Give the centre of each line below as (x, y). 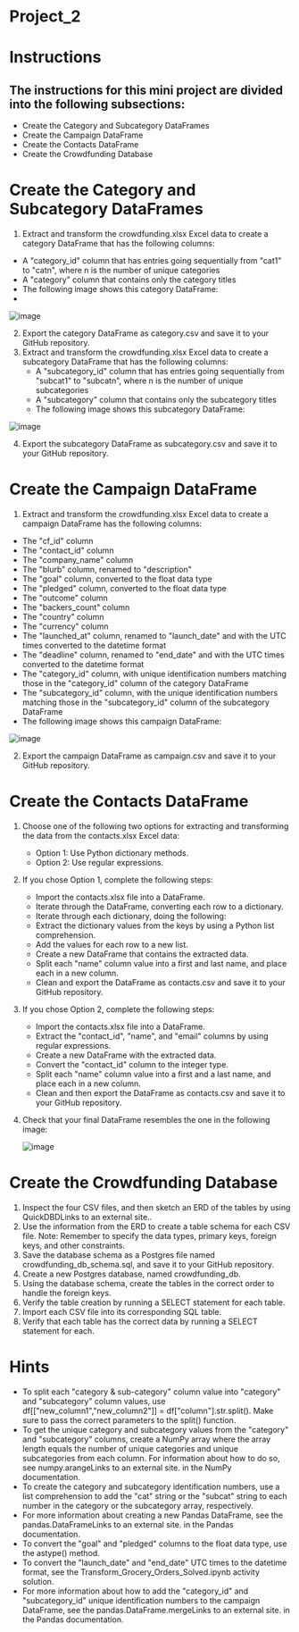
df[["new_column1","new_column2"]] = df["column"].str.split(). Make (148, 1410)
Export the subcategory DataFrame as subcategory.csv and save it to (149, 444)
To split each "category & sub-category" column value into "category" (151, 1392)
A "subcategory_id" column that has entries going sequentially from (160, 372)
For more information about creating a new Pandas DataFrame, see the (153, 1515)
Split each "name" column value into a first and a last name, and (153, 1074)
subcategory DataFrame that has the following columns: (125, 362)
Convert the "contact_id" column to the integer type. (132, 1064)
